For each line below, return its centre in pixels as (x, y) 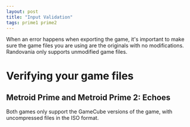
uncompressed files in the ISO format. (53, 118)
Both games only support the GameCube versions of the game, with (89, 112)
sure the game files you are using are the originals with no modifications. (95, 45)
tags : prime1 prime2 (32, 22)
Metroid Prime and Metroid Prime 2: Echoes (88, 97)
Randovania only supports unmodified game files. (67, 52)
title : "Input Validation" (39, 17)
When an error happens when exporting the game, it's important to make (95, 40)
